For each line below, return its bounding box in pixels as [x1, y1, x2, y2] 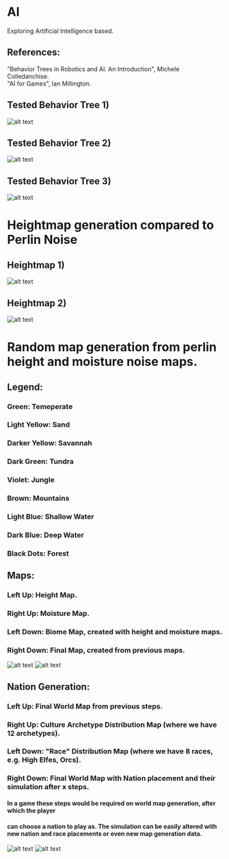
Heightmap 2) [7, 297, 67, 309]
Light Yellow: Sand [7, 420, 70, 429]
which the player [7, 806, 56, 814]
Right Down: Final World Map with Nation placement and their [7, 773, 216, 783]
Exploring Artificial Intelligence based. [7, 27, 114, 35]
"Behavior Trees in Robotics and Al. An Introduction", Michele [7, 64, 180, 73]
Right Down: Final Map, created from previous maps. [7, 645, 186, 655]
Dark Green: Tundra [7, 457, 74, 466]
